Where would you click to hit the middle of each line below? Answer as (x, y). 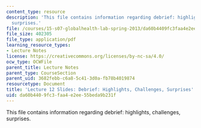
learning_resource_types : (38, 45)
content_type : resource (36, 12)
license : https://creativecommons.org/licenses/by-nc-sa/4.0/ (85, 56)
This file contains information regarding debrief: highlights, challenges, (93, 112)
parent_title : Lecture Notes (42, 67)
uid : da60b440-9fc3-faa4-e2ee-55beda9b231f (61, 95)
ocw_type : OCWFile (29, 62)
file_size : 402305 (29, 34)
